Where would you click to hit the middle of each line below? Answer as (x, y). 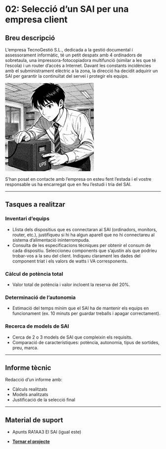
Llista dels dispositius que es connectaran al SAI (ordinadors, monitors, (84, 229)
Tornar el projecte (31, 442)
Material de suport (34, 420)
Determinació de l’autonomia (41, 297)
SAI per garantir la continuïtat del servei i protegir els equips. (67, 76)
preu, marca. (25, 348)
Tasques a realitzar (35, 205)
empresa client (36, 20)
